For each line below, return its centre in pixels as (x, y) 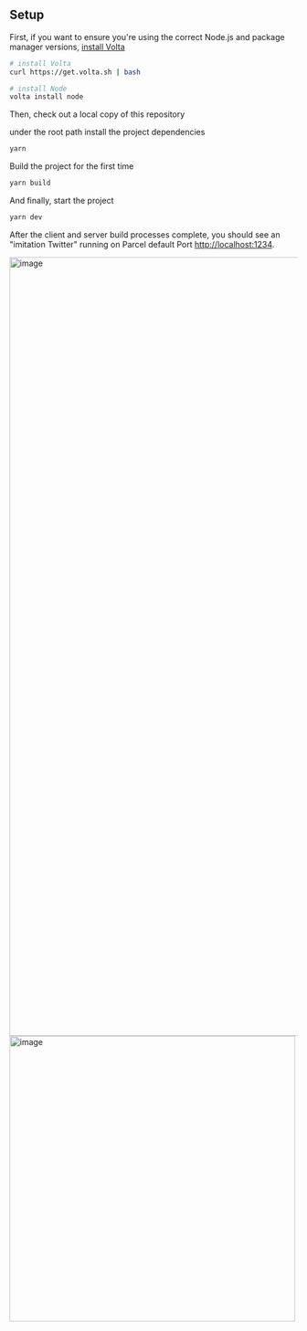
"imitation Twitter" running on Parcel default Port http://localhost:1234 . (142, 244)
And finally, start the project (62, 201)
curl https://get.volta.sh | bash (75, 72)
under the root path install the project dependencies (107, 132)
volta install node (47, 97)
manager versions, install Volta (67, 47)
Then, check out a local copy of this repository (97, 114)
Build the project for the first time (72, 166)
